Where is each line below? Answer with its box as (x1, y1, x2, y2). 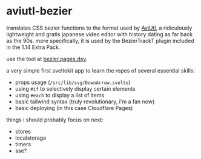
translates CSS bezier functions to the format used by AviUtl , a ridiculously (6, 24, 193, 31)
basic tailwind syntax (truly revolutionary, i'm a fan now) (15, 98, 155, 105)
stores (15, 128, 31, 135)
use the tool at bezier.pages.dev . (6, 55, 88, 62)
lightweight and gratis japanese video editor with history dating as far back (6, 30, 193, 37)
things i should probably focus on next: (6, 116, 104, 123)
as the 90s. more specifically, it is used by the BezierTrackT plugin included (6, 37, 195, 44)
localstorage (15, 134, 47, 141)
